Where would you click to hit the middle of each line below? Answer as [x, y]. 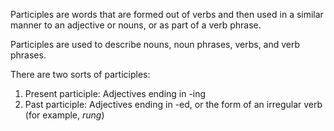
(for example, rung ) [64, 115]
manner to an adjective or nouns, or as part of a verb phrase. [136, 25]
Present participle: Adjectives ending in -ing [115, 93]
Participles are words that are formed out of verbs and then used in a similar [167, 14]
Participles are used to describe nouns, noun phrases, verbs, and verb [155, 44]
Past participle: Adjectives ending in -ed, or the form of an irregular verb [173, 104]
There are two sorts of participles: [80, 74]
